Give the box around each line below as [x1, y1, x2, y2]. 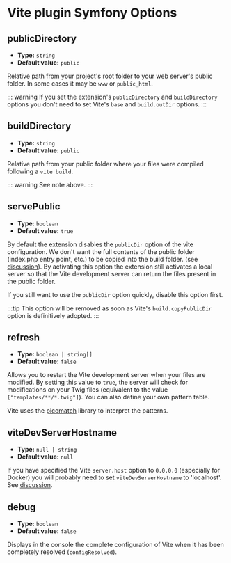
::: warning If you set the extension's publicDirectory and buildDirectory [7, 93, 218, 101]
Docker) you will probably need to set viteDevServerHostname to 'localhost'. [7, 473, 222, 482]
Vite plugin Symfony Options [7, 5, 177, 21]
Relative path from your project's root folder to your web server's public [7, 72, 213, 80]
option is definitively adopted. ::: [7, 311, 99, 319]
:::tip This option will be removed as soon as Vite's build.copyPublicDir [7, 304, 212, 312]
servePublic [7, 200, 61, 213]
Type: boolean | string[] [17, 350, 93, 358]
